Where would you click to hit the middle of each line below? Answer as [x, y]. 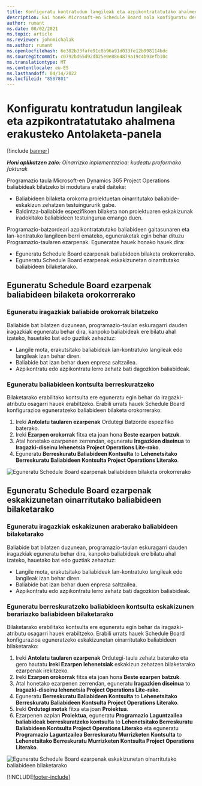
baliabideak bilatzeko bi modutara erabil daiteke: [67, 187]
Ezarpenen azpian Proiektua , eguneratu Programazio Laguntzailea [99, 716]
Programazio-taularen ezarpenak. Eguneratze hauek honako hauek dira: [96, 242]
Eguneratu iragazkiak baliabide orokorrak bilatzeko [82, 312]
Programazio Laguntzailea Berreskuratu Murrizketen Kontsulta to [99, 735]
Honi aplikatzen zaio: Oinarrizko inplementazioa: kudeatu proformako [94, 162]
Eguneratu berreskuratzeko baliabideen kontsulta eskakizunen [100, 606]
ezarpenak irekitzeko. [42, 671]
